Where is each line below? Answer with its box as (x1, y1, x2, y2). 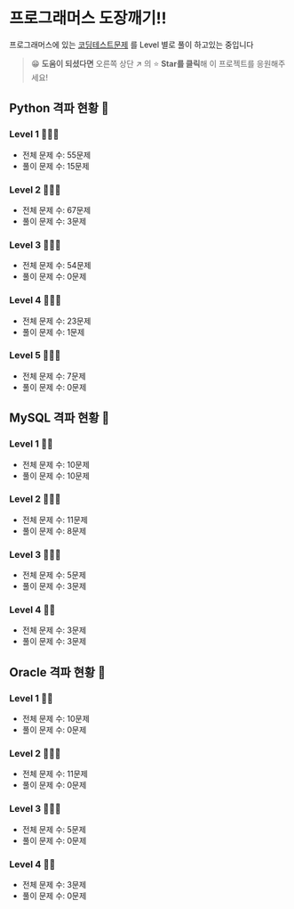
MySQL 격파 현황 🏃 (9, 411, 110, 426)
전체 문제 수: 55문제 (21, 149, 91, 160)
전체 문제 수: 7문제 (21, 371, 86, 381)
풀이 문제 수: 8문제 (21, 525, 87, 536)
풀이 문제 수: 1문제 (21, 326, 85, 337)
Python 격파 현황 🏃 (9, 101, 109, 116)
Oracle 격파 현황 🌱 (9, 665, 107, 680)
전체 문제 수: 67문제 (21, 204, 91, 215)
